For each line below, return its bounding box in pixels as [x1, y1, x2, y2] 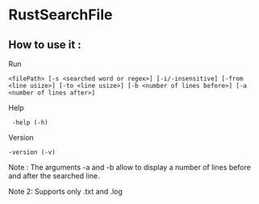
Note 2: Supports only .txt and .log [8, 187, 123, 196]
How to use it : [8, 38, 82, 52]
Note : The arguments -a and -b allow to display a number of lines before [8, 163, 252, 172]
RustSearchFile [8, 6, 113, 24]
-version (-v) [8, 148, 56, 156]
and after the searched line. [8, 171, 100, 181]
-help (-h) [11, 119, 48, 127]
